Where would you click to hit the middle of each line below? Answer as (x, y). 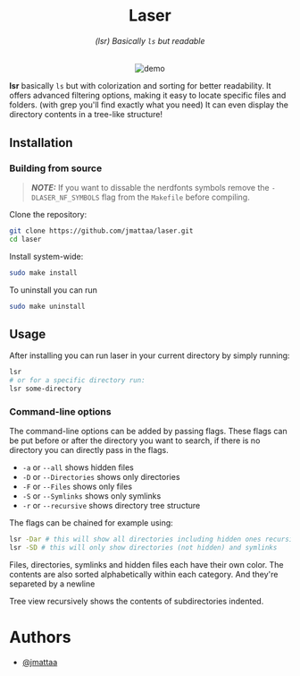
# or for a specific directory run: (77, 381)
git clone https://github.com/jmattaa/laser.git (101, 231)
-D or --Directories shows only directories (101, 477)
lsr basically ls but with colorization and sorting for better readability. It (140, 86)
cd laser (25, 239)
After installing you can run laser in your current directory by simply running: (150, 355)
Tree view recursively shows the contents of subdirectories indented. (137, 602)
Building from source (56, 168)
